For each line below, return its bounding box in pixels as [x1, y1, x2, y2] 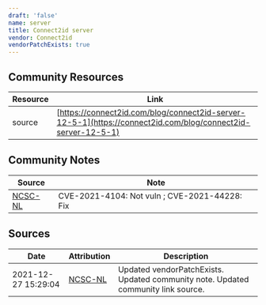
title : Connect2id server [8, 26, 93, 34]
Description [163, 250, 209, 262]
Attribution [68, 250, 111, 262]
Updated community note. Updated [117, 273, 249, 284]
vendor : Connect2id [8, 33, 73, 42]
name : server [8, 19, 51, 27]
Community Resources [8, 70, 124, 84]
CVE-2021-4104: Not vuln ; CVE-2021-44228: [58, 190, 243, 201]
